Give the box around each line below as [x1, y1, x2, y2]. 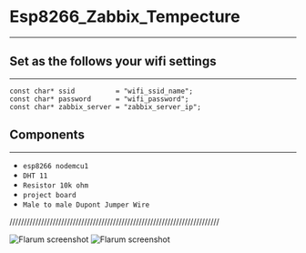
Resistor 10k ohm [22, 180, 89, 190]
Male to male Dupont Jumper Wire [22, 200, 150, 209]
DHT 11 [22, 171, 48, 180]
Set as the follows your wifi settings [9, 54, 217, 69]
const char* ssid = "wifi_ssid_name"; [9, 86, 194, 96]
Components [9, 127, 85, 143]
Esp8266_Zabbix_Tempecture [9, 6, 240, 27]
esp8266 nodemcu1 [22, 161, 89, 170]
